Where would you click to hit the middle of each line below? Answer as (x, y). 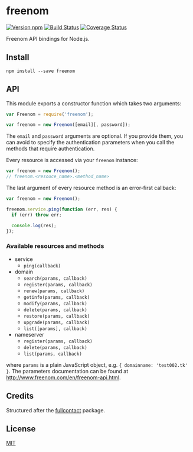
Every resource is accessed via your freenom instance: (72, 160)
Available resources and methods (55, 246)
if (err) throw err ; (37, 215)
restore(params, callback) (57, 316)
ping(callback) (42, 266)
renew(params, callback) (54, 291)
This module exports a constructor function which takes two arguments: (94, 103)
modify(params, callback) (55, 304)
